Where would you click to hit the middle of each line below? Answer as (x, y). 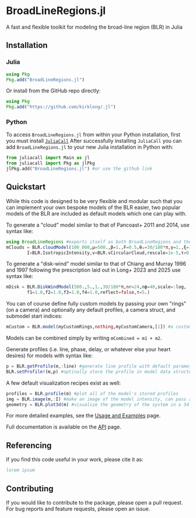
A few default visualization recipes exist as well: (64, 383)
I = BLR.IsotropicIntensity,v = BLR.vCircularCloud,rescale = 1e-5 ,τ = (107, 253)
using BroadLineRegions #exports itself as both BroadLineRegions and (94, 242)
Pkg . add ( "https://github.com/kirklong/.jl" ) (61, 107)
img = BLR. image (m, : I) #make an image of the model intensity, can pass (96, 399)
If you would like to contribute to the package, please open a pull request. (94, 502)
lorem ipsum (20, 470)
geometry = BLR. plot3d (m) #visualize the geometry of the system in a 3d (98, 404)
